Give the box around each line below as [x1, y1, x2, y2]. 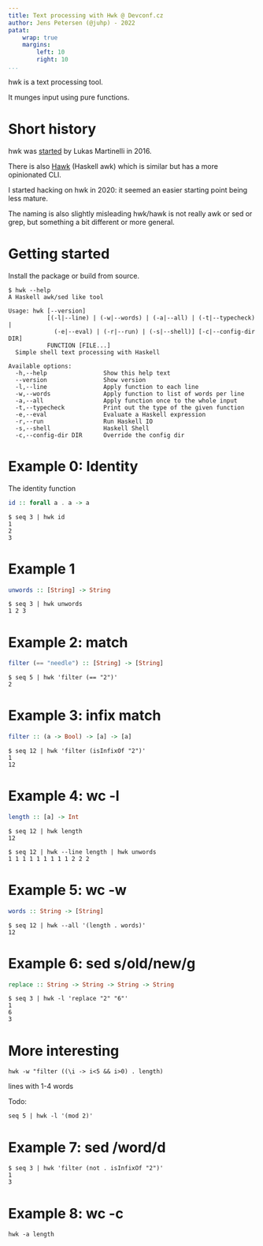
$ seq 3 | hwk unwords [8, 601, 83, 608]
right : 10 [36, 56, 69, 64]
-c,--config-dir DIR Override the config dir [15, 431, 185, 439]
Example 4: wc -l [8, 787, 120, 805]
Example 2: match [8, 633, 128, 651]
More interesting [8, 1042, 120, 1060]
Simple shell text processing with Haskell [15, 348, 160, 356]
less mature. [8, 193, 49, 203]
